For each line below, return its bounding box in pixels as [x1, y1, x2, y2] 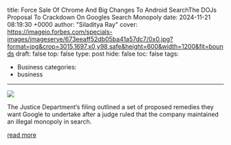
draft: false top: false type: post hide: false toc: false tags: [15, 49, 179, 58]
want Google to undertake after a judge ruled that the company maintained [7, 110, 219, 118]
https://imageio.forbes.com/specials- [7, 27, 113, 36]
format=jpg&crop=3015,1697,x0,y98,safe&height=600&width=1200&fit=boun [7, 43, 223, 50]
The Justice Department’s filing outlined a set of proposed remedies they [7, 103, 214, 111]
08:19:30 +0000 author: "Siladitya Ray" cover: [7, 21, 138, 28]
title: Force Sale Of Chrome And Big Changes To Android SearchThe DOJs [7, 6, 217, 14]
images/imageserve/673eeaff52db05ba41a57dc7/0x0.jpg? [7, 35, 173, 43]
